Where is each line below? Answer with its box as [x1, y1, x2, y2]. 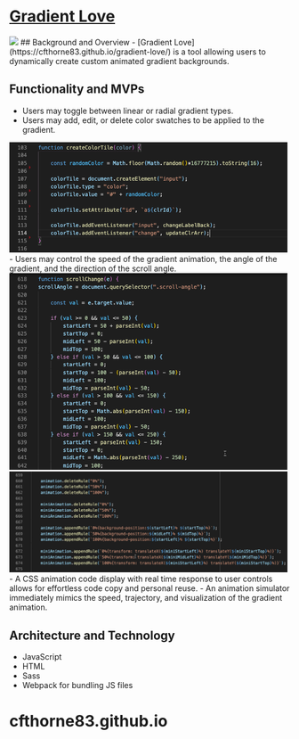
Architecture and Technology [9, 628, 175, 643]
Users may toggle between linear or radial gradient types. [21, 105, 234, 116]
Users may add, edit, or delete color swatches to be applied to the [21, 114, 265, 126]
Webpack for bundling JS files [21, 680, 133, 691]
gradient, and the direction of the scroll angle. [9, 263, 177, 274]
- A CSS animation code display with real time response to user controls [9, 573, 273, 585]
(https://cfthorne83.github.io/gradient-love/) [9, 46, 172, 57]
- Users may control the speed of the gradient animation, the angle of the [9, 254, 278, 265]
